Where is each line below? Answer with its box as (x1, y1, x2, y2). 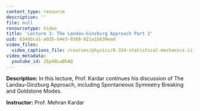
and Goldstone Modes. (6, 87, 62, 94)
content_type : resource (6, 8, 65, 15)
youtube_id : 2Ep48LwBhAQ (11, 58, 73, 64)
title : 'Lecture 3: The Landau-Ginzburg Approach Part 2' (6, 31, 153, 37)
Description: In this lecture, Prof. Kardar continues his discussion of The (6, 75, 184, 82)
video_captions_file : (11, 47, 65, 53)
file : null (6, 20, 33, 26)
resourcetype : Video (6, 25, 58, 31)
